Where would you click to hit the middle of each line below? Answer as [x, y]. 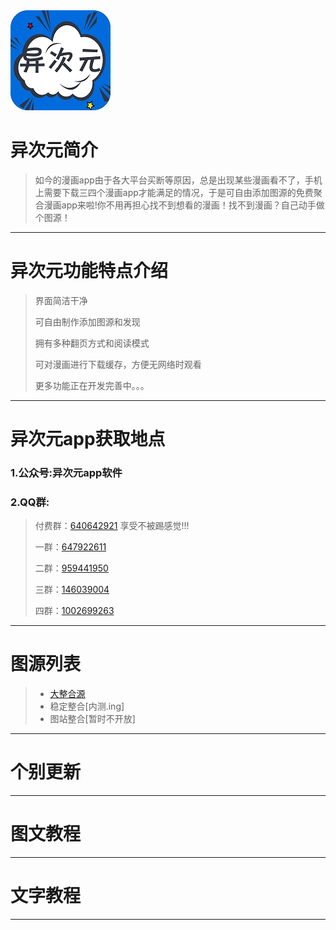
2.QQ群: [30, 502]
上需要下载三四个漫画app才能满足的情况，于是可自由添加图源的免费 [174, 192]
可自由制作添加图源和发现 [87, 321]
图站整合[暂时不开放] [92, 719]
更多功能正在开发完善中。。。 [92, 385]
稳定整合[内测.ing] [87, 706]
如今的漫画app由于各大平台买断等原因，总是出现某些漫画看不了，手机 [178, 180]
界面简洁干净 [61, 300]
